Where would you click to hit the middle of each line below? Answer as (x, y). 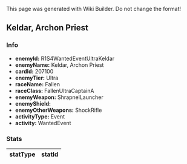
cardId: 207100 (34, 71)
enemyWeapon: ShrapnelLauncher (59, 97)
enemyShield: (33, 103)
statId (50, 154)
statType (22, 154)
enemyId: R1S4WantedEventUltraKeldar (65, 58)
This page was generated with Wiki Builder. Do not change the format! (94, 9)
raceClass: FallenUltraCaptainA (54, 91)
